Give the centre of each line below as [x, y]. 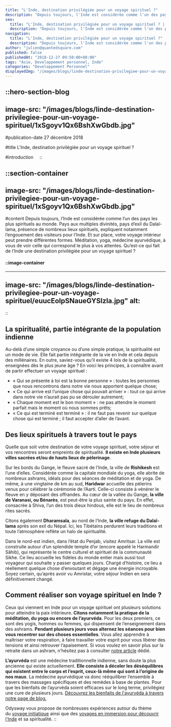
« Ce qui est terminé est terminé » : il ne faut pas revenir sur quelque [84, 413]
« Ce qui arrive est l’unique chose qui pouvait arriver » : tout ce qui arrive [89, 392]
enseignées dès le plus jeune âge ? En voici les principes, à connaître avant [84, 366]
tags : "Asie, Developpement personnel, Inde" [54, 62]
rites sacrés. [18, 511]
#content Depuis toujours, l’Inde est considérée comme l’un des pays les [81, 219]
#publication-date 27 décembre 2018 [44, 137]
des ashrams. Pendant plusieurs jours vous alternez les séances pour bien [85, 629]
